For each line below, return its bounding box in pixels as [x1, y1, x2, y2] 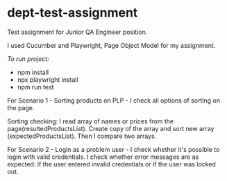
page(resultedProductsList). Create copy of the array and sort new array [7, 124, 215, 132]
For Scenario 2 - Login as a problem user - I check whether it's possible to [7, 145, 220, 153]
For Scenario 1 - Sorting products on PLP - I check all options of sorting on [7, 96, 221, 105]
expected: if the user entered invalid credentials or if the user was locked [7, 160, 217, 168]
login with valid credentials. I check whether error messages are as [7, 153, 199, 161]
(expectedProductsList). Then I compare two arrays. [7, 132, 157, 140]
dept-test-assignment [7, 5, 138, 21]
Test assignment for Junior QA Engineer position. [7, 28, 148, 36]
